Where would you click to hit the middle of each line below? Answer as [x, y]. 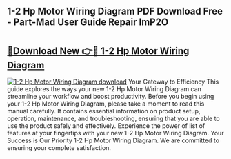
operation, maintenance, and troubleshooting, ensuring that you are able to [114, 118]
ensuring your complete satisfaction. [59, 148]
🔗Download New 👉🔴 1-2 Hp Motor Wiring [98, 51]
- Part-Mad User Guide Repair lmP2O [88, 22]
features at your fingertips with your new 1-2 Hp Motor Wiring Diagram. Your [115, 133]
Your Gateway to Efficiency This [173, 82]
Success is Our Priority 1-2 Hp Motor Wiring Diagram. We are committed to [113, 140]
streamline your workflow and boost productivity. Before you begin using [111, 96]
